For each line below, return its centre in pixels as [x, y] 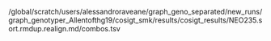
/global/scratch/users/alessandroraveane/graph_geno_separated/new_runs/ [135, 12]
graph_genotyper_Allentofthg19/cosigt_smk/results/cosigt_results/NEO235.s [135, 20]
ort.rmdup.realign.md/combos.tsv [65, 29]
